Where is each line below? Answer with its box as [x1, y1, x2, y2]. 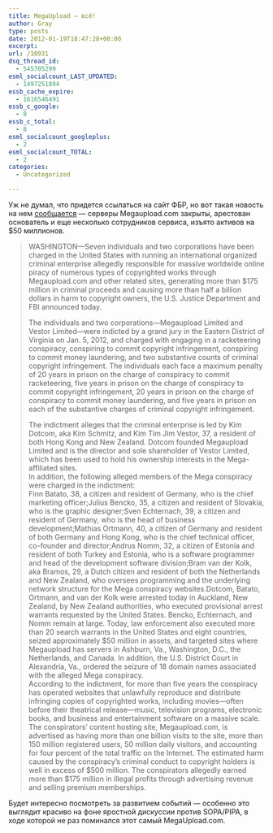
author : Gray [8, 20, 53, 28]
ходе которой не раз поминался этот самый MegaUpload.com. [8, 816, 226, 825]
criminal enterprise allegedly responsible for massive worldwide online [28, 259, 265, 268]
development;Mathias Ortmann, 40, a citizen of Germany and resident [28, 523, 262, 533]
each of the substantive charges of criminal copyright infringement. [28, 404, 255, 414]
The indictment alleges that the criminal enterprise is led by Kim [28, 420, 242, 429]
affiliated [28, 463, 58, 472]
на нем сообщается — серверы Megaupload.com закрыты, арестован [8, 209, 251, 218]
